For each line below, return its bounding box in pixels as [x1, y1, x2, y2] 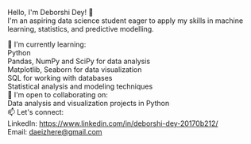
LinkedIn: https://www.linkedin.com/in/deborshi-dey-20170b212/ [7, 119, 219, 128]
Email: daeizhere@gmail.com [7, 127, 102, 136]
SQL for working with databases [7, 74, 113, 82]
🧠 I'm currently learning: [7, 40, 87, 49]
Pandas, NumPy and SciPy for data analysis [7, 56, 151, 66]
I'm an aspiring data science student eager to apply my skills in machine [7, 16, 244, 25]
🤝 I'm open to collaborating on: [7, 90, 108, 99]
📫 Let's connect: [7, 108, 64, 116]
